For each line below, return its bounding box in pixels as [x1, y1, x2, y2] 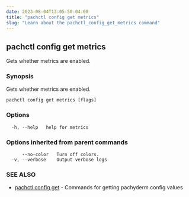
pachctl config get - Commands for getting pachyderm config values [14, 184, 183, 191]
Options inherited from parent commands [6, 138, 129, 146]
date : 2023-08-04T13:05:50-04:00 [6, 8, 89, 15]
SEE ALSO [6, 170, 36, 179]
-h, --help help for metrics [11, 124, 89, 131]
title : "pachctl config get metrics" [6, 14, 100, 20]
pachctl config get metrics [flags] [6, 97, 97, 103]
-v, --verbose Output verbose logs [11, 157, 108, 163]
